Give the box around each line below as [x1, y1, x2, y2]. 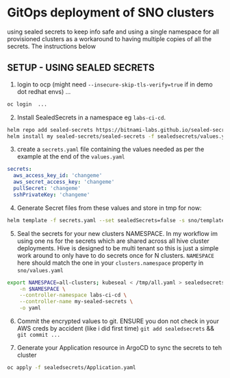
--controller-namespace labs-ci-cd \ [19, 292, 127, 299]
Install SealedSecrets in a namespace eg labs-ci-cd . [16, 113, 166, 121]
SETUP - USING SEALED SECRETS [7, 62, 155, 73]
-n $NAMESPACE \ [19, 285, 66, 292]
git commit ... [16, 331, 61, 338]
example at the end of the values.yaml [16, 152, 125, 161]
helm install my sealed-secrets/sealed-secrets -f [7, 132, 155, 140]
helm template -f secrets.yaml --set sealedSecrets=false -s [7, 217, 186, 224]
